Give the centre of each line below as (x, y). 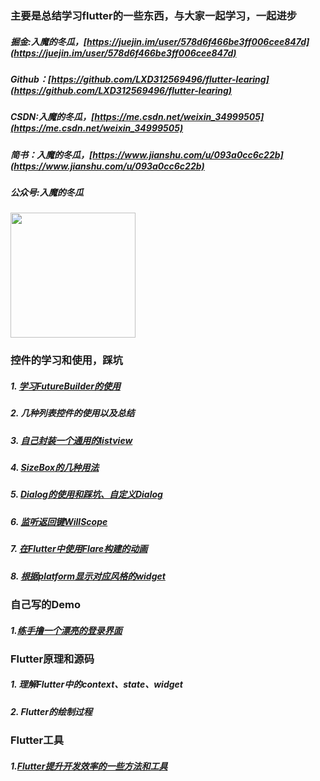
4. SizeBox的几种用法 (55, 468)
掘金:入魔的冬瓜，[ (48, 41)
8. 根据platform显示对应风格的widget (88, 576)
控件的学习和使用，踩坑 (66, 360)
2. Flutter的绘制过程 (51, 711)
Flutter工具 (37, 740)
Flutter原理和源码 (52, 659)
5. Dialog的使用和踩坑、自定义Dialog (86, 494)
